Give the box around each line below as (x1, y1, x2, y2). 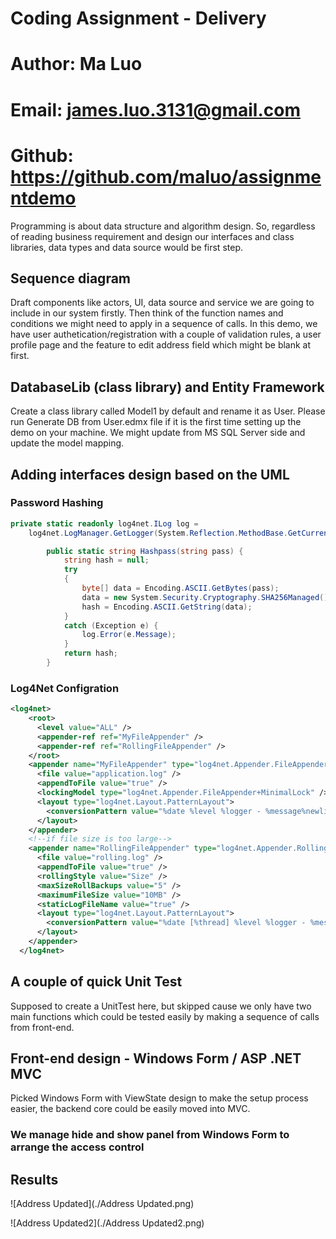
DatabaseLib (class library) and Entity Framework (10, 378, 325, 396)
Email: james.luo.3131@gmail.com (10, 98, 301, 121)
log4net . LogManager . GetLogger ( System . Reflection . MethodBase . (28, 528, 288, 538)
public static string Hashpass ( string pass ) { (46, 546, 244, 556)
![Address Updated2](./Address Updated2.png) (10, 1217, 205, 1229)
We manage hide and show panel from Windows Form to (10, 1128, 290, 1142)
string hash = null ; (63, 555, 150, 566)
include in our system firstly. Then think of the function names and (10, 307, 284, 319)
